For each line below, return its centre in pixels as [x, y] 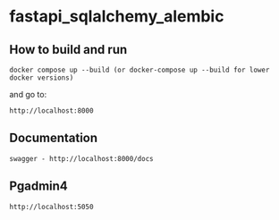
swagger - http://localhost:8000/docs [81, 158]
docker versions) [42, 78]
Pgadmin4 [39, 186]
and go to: [28, 94]
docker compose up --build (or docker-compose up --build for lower [139, 70]
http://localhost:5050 [51, 207]
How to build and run [68, 50]
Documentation [54, 138]
